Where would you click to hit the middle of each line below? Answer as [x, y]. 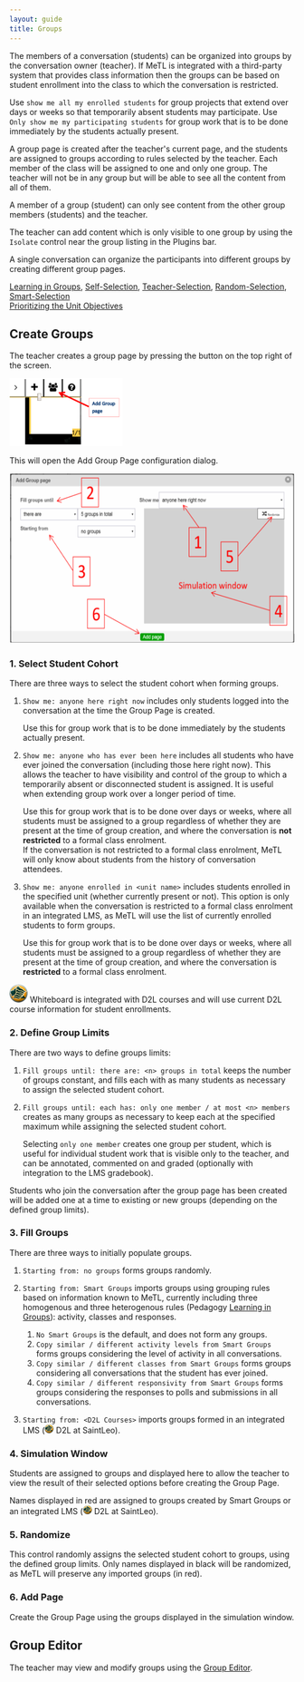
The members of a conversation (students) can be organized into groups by [151, 55]
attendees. [43, 870]
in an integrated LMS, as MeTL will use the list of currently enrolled [147, 916]
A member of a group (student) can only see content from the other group [147, 205]
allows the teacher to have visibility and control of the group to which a [155, 774]
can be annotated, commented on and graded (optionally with [138, 1163]
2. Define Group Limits [60, 1033]
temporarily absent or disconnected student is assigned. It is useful [148, 784]
